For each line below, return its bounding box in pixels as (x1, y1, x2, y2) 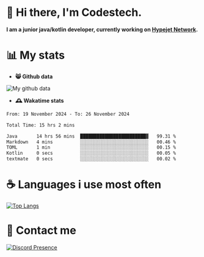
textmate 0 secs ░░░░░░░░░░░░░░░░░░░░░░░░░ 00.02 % (6, 156, 176, 162)
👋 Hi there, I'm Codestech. (6, 6, 142, 20)
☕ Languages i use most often (6, 177, 162, 192)
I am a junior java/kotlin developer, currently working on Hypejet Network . (6, 26, 199, 33)
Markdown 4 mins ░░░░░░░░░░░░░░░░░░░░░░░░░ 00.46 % (6, 139, 176, 145)
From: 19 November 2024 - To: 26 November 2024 (6, 111, 130, 117)
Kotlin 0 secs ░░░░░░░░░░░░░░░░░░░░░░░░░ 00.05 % (6, 150, 176, 157)
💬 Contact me (6, 223, 76, 237)
